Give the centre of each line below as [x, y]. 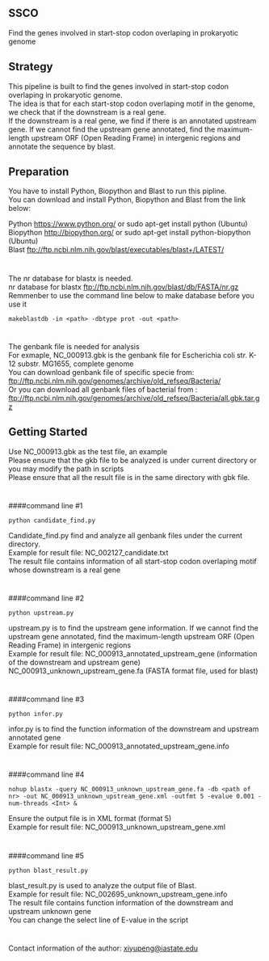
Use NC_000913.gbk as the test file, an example [88, 451]
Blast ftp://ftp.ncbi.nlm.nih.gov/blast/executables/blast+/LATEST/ [116, 250]
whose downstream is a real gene [65, 570]
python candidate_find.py [52, 521]
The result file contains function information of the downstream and [121, 902]
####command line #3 [46, 699]
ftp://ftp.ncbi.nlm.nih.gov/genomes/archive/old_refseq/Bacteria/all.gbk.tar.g [134, 398]
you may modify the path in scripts [66, 469]
